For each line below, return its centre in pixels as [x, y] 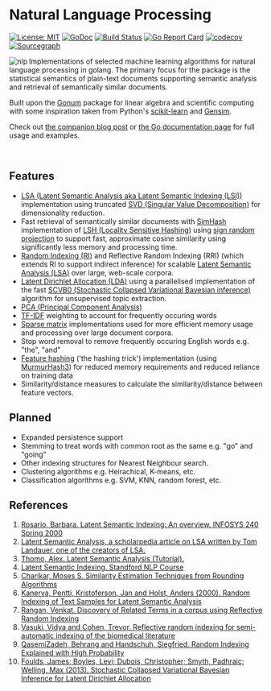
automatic [37, 636]
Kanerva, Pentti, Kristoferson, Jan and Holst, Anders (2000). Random [135, 593]
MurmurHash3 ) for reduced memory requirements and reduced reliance [140, 366]
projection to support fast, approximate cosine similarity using [123, 238]
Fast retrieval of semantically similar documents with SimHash [123, 221]
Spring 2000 [41, 533]
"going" [33, 454]
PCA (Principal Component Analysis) [82, 307]
